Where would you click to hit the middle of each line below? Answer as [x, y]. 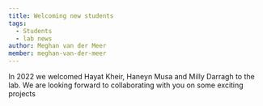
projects [22, 93]
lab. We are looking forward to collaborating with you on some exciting [126, 85]
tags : [17, 23]
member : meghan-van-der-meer [57, 53]
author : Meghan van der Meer [57, 46]
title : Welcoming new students [61, 16]
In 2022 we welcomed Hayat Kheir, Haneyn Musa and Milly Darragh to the [131, 76]
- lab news [34, 38]
